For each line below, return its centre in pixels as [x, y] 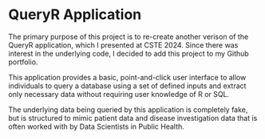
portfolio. [23, 62]
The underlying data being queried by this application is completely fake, [128, 110]
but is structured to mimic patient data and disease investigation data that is [133, 118]
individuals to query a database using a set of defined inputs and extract [127, 86]
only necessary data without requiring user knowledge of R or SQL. [119, 94]
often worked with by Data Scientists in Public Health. [97, 126]
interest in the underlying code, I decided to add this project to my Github [129, 53]
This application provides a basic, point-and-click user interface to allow [127, 77]
